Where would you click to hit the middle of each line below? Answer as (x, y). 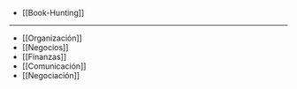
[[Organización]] (52, 38)
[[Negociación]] (51, 75)
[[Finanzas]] (44, 57)
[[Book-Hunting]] (53, 13)
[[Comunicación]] (54, 66)
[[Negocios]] (45, 47)
